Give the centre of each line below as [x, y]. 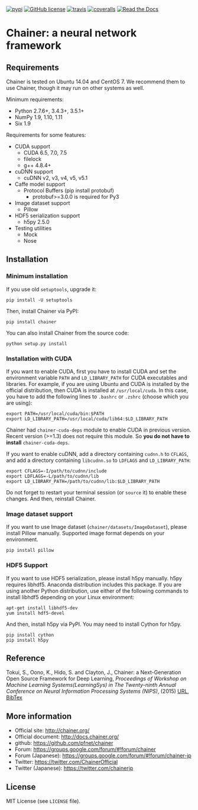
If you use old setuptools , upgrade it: [51, 289]
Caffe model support [40, 184]
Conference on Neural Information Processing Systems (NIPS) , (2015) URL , [98, 691]
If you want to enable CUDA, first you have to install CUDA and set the [91, 371]
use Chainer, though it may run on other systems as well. [75, 88]
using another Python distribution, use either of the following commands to [97, 591]
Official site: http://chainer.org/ [52, 731]
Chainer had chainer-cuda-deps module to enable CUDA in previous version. [99, 430]
